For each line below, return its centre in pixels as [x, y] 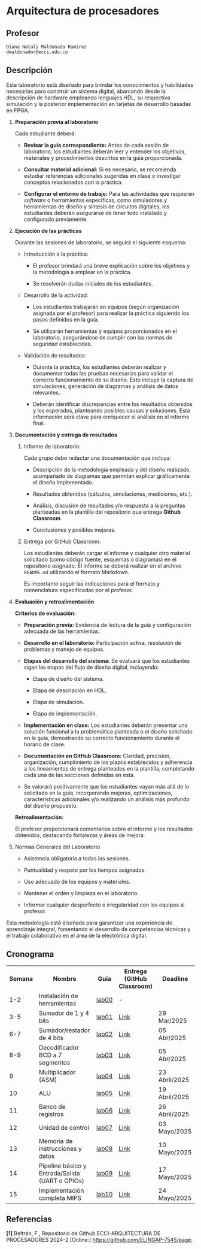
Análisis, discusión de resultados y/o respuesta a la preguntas [109, 505]
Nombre [65, 978]
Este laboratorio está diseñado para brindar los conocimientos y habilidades [100, 84]
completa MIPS [60, 1198]
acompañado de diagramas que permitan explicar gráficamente [111, 476]
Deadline [175, 978]
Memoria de [56, 1141]
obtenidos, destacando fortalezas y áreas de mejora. [80, 835]
